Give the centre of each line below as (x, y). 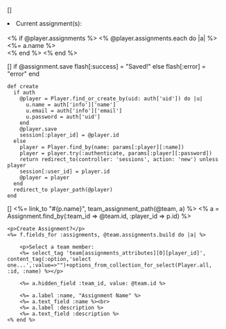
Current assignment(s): (49, 23)
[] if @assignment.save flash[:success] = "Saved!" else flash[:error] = (107, 66)
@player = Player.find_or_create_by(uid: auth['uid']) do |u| (111, 99)
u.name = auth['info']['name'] (71, 105)
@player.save (38, 129)
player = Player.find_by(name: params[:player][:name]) (102, 147)
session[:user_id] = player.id (65, 171)
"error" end (24, 74)
